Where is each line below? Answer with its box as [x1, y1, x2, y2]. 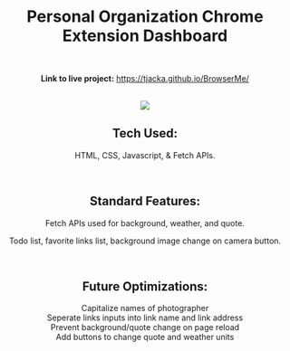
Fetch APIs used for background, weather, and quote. [45, 217, 245, 228]
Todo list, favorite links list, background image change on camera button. [9, 235, 281, 246]
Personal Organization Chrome [26, 6, 264, 27]
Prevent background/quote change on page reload [50, 322, 240, 333]
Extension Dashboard [62, 25, 228, 46]
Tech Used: [111, 126, 179, 141]
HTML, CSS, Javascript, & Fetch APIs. [73, 149, 217, 160]
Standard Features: [89, 194, 201, 209]
